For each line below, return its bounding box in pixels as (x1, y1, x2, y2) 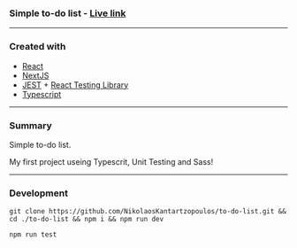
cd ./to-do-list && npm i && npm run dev (9, 215, 164, 224)
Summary (9, 119, 53, 131)
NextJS (21, 70, 49, 81)
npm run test (9, 230, 57, 239)
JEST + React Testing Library (21, 79, 129, 90)
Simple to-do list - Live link (9, 7, 126, 19)
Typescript (21, 89, 62, 99)
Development (9, 187, 69, 199)
